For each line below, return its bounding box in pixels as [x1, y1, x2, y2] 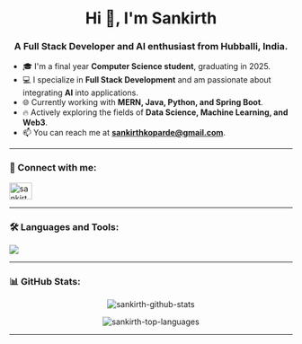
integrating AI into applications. [22, 87, 139, 98]
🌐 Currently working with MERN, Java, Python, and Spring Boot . [22, 97, 263, 108]
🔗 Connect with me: [9, 162, 97, 174]
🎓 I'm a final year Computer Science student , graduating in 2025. [22, 61, 271, 72]
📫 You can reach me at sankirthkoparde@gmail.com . [22, 128, 226, 138]
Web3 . [22, 117, 48, 128]
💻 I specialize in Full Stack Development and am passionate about [22, 75, 271, 85]
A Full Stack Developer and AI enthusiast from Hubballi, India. [13, 40, 289, 53]
